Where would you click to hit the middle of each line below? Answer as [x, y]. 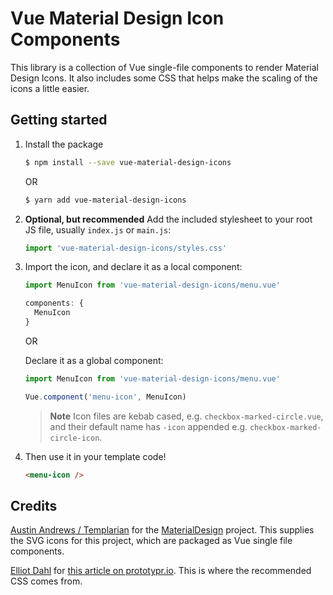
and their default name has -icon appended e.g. [148, 426]
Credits [34, 505]
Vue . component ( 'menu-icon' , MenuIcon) [105, 397]
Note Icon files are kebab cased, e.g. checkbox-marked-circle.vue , [186, 416]
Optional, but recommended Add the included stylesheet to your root [168, 219]
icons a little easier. [50, 88]
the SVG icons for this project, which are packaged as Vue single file [151, 541]
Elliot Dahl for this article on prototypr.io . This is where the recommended [161, 571]
